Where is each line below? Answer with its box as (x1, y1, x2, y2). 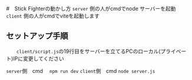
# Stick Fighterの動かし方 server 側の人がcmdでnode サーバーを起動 (6, 5, 176, 12)
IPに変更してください (13, 55, 64, 62)
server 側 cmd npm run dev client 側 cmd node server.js (6, 67, 155, 74)
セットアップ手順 (6, 31, 68, 41)
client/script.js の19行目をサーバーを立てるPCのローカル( (16, 47, 161, 54)
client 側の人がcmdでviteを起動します (6, 12, 100, 19)
